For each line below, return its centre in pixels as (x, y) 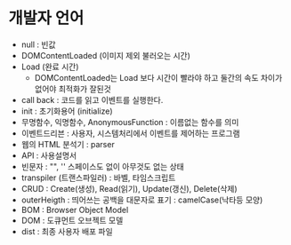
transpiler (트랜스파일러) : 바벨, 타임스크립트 (98, 178)
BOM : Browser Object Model (75, 209)
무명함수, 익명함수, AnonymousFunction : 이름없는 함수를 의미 (130, 122)
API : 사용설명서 (49, 155)
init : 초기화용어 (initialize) (67, 111)
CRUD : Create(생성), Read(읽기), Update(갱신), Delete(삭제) (129, 188)
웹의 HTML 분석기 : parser (68, 144)
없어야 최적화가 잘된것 (73, 89)
